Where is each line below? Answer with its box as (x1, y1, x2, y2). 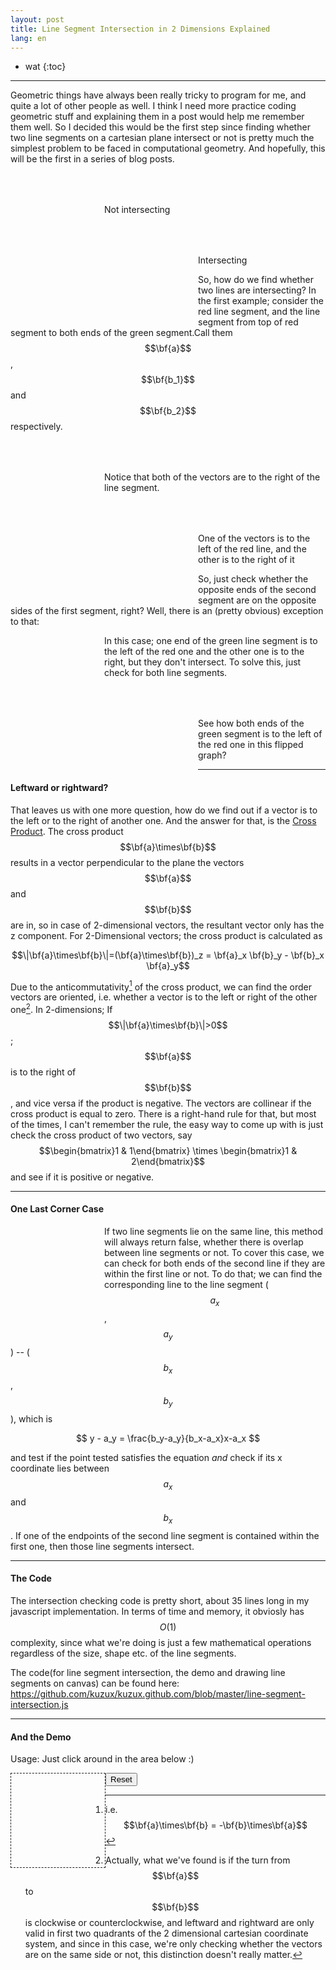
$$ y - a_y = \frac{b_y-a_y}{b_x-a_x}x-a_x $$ (75, 1432, 261, 1445)
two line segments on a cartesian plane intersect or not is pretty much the (10, 132, 315, 144)
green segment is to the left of (198, 728, 323, 740)
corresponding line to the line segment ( (104, 1279, 269, 1291)
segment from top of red (198, 316, 299, 328)
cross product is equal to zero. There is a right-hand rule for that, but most (10, 1107, 317, 1120)
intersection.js (10, 1699, 69, 1711)
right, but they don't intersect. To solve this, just (104, 656, 302, 668)
